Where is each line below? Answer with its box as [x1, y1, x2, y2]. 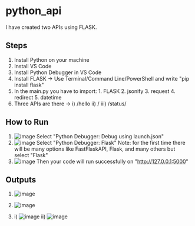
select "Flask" [14, 151, 48, 158]
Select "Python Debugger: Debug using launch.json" [37, 132, 164, 139]
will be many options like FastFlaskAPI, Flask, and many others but [14, 145, 176, 152]
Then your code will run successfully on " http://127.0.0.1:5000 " [37, 158, 189, 165]
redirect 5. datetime [14, 94, 62, 101]
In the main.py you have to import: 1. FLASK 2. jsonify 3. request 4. [14, 87, 176, 95]
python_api [5, 4, 62, 18]
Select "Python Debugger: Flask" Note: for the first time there [37, 139, 186, 146]
